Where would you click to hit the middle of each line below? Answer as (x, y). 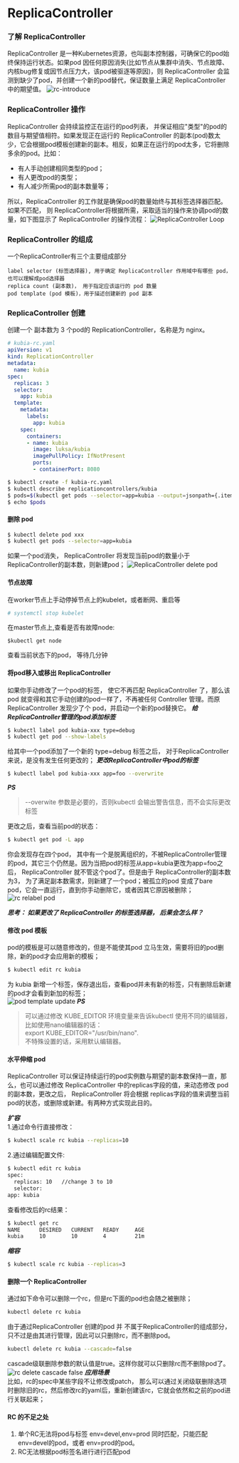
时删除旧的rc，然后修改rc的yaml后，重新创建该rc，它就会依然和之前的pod (116, 1390)
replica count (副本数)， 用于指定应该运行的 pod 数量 (82, 287)
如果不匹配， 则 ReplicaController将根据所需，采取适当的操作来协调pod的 (115, 210)
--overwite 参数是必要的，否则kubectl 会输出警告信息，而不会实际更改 (128, 802)
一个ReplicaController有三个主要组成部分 (67, 256)
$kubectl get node (34, 641)
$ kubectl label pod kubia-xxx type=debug (71, 730)
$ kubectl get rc (33, 1223)
